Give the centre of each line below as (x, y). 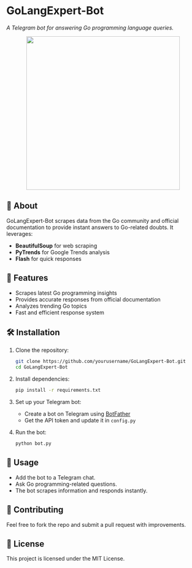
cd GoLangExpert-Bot (41, 367)
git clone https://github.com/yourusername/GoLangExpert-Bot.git (100, 362)
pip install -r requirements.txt (58, 391)
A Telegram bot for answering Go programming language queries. (90, 28)
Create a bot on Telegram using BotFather (77, 414)
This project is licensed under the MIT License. (66, 559)
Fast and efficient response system (60, 312)
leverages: (20, 233)
